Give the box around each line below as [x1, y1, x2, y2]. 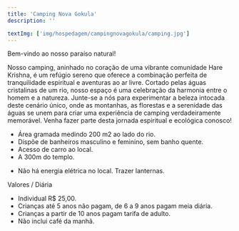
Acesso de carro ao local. [17, 145, 93, 154]
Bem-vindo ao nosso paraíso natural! [7, 49, 116, 58]
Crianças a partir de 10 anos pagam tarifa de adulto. [17, 210, 171, 218]
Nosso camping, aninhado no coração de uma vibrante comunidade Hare [7, 63, 223, 72]
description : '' [7, 17, 56, 24]
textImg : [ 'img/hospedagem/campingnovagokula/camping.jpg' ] [7, 30, 190, 37]
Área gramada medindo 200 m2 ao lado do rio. [17, 130, 156, 139]
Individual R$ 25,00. [17, 194, 77, 203]
